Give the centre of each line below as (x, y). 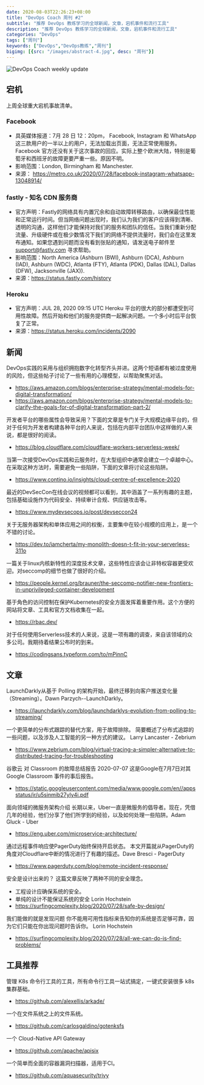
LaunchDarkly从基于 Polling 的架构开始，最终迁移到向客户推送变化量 (92, 691)
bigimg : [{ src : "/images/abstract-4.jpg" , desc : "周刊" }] (80, 52)
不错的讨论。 (22, 532)
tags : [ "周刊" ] (25, 40)
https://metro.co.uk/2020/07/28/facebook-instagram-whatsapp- (114, 174)
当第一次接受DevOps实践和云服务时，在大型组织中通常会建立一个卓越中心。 (101, 460)
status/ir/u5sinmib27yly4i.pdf (52, 795)
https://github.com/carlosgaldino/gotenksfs (70, 1026)
